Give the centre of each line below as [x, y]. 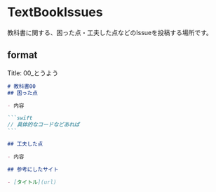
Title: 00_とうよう [33, 73]
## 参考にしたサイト [33, 169]
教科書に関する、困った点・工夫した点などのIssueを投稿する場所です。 [110, 32]
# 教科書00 [22, 86]
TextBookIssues [55, 12]
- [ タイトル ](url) [32, 182]
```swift [20, 118]
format [22, 55]
